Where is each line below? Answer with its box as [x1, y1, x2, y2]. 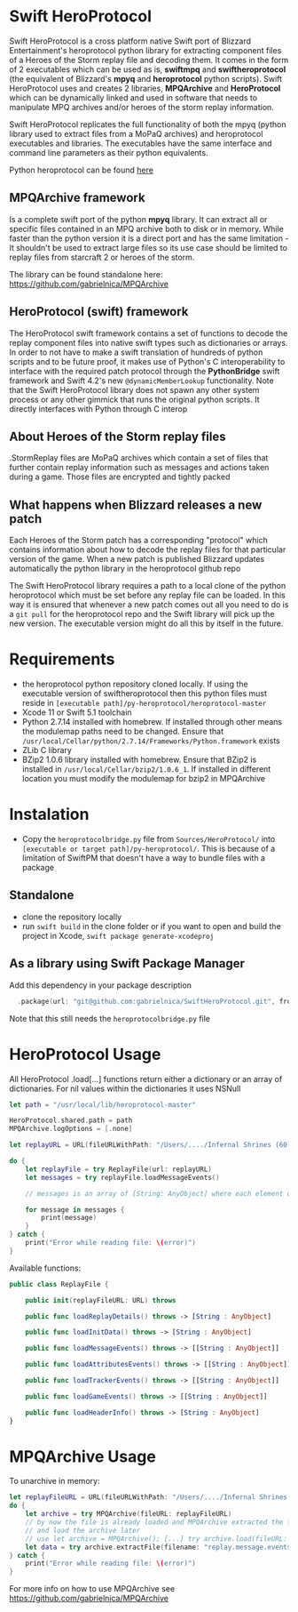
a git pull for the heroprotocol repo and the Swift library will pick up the [9, 609, 275, 620]
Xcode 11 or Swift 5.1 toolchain [21, 707, 132, 718]
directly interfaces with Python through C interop [9, 403, 188, 414]
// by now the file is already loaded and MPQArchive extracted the [25, 1518, 284, 1527]
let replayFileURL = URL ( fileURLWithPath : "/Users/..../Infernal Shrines [9, 1493, 288, 1502]
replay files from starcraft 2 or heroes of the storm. [9, 252, 195, 262]
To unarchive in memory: [9, 1476, 100, 1487]
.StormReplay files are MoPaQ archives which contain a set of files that [9, 453, 269, 463]
